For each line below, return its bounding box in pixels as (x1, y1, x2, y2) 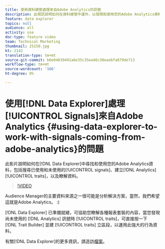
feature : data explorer (5, 16, 54, 21)
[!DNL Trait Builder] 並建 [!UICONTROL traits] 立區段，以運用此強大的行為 (5, 221, 153, 227)
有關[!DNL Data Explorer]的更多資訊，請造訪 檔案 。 (5, 238, 108, 244)
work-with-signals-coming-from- (5, 132, 146, 143)
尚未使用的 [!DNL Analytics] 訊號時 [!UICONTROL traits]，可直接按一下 (5, 216, 147, 221)
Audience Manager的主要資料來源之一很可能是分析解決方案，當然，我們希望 (5, 193, 160, 199)
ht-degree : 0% (5, 71, 34, 76)
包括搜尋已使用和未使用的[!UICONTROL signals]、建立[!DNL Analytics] (13, 166, 157, 172)
